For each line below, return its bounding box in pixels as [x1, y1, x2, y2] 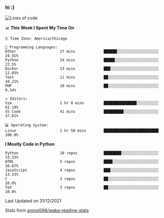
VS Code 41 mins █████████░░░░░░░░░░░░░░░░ [5, 109, 159, 114]
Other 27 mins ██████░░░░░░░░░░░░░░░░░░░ [5, 49, 159, 54]
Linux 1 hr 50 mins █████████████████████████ [5, 128, 159, 134]
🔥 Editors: [5, 96, 28, 102]
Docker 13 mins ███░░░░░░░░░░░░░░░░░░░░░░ [5, 66, 159, 71]
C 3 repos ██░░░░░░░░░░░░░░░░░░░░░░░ [5, 176, 159, 182]
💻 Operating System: [5, 123, 49, 128]
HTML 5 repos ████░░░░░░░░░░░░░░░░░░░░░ [5, 159, 159, 164]
